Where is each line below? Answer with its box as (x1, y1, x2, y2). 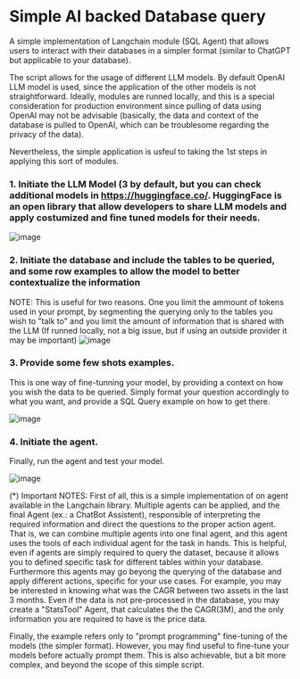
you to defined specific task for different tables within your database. (9, 557, 263, 567)
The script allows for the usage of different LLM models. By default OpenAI (9, 71, 286, 82)
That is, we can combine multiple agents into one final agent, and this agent (9, 528, 288, 539)
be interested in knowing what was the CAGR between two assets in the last (9, 585, 289, 596)
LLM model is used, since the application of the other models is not (9, 81, 256, 92)
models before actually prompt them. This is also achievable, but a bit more (9, 650, 287, 661)
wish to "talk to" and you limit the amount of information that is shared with (9, 315, 285, 327)
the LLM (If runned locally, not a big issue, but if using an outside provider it (9, 325, 287, 335)
